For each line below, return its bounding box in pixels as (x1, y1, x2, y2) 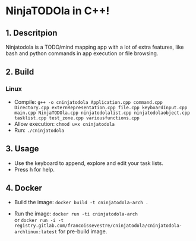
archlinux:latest (14, 229, 58, 235)
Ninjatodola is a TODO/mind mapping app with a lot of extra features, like (5, 43, 184, 50)
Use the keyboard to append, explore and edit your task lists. (14, 159, 164, 167)
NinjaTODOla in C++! (5, 4, 110, 18)
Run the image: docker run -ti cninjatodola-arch (14, 210, 138, 217)
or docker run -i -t (14, 217, 64, 224)
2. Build (5, 67, 34, 77)
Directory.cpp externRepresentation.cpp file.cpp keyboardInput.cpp (14, 104, 188, 110)
